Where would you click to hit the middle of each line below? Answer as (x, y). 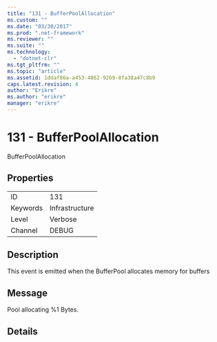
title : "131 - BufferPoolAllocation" (61, 13)
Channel (24, 230)
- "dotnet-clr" (35, 59)
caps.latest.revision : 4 (43, 84)
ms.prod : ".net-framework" (46, 33)
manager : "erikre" (33, 103)
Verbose (63, 219)
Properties (30, 178)
